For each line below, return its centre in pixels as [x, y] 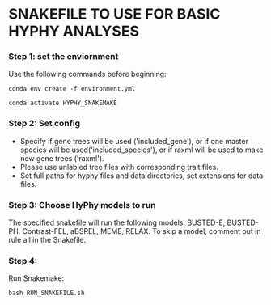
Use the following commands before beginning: [88, 74]
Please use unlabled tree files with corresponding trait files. [119, 167]
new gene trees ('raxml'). [62, 158]
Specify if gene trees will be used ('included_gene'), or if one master [134, 141]
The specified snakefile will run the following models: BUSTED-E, [117, 222]
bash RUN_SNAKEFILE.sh [47, 293]
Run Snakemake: [36, 278]
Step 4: [23, 261]
